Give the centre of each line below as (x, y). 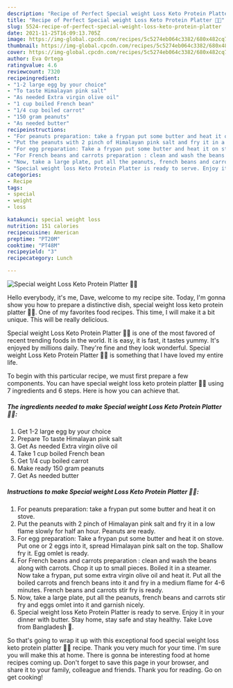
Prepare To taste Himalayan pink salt (70, 438)
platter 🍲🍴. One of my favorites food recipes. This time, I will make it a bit (111, 312)
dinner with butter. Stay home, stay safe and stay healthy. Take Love (115, 619)
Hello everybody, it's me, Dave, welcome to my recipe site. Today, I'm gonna (116, 298)
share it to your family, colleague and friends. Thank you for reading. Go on (114, 669)
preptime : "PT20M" (34, 239)
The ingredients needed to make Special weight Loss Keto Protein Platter (114, 406)
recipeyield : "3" (32, 252)
